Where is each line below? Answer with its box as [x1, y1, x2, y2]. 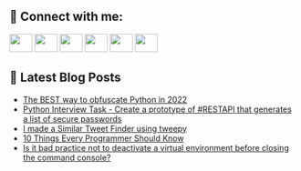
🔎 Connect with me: [9, 9, 123, 25]
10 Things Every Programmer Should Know [22, 133, 184, 144]
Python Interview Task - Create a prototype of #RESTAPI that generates [22, 104, 292, 115]
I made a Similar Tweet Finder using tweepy [22, 123, 187, 134]
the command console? [22, 152, 111, 163]
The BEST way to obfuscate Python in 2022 [22, 94, 188, 105]
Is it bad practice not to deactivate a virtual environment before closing [22, 142, 289, 153]
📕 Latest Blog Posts [9, 70, 121, 85]
